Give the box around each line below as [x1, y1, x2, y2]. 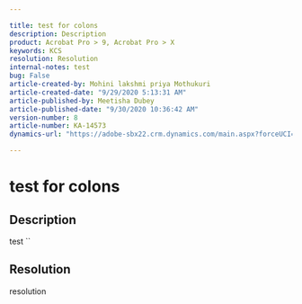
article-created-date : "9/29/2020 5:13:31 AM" [9, 87, 187, 97]
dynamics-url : [9, 130, 63, 139]
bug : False [9, 71, 50, 81]
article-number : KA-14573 [9, 121, 106, 130]
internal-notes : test [9, 63, 91, 72]
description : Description [9, 29, 106, 39]
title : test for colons [9, 21, 99, 30]
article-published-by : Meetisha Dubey [9, 96, 155, 105]
